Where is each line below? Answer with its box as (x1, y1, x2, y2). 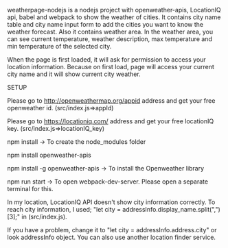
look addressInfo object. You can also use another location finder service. (7, 233, 216, 241)
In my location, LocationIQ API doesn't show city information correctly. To (7, 198, 216, 206)
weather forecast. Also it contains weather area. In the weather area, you (7, 27, 214, 36)
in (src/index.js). (21, 212, 67, 221)
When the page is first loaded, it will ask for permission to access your (7, 55, 206, 64)
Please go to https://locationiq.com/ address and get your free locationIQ (7, 117, 214, 125)
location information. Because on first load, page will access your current (7, 63, 215, 71)
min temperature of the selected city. (7, 42, 112, 50)
